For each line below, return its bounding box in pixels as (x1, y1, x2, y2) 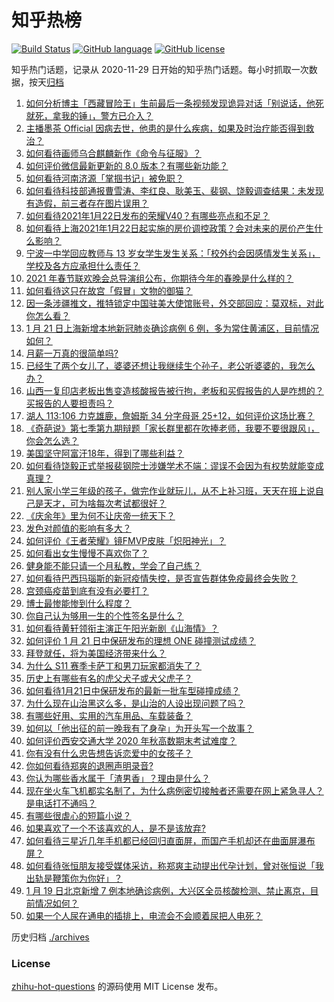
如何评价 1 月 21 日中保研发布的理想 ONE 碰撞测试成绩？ (25, 634, 257, 646)
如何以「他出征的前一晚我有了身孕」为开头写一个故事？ (25, 722, 254, 734)
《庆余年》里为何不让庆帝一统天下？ (25, 509, 176, 521)
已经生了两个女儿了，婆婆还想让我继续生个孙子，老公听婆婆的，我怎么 (25, 359, 316, 371)
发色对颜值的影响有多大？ (25, 522, 132, 534)
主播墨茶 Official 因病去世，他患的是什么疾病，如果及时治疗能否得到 (25, 122, 306, 134)
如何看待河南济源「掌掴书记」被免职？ (25, 172, 184, 184)
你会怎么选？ (25, 434, 79, 446)
